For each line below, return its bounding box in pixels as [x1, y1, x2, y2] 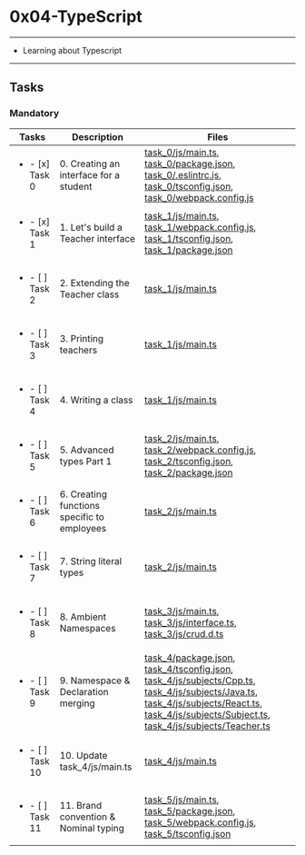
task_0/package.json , [143, 157, 236, 170]
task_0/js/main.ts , [143, 145, 220, 158]
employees [59, 522, 107, 534]
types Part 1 [59, 454, 113, 467]
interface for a [59, 168, 121, 181]
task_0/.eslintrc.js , [143, 168, 222, 181]
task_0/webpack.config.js [143, 191, 254, 204]
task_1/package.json [143, 244, 233, 256]
